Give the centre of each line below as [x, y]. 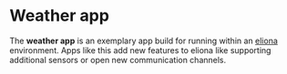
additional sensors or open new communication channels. [118, 60]
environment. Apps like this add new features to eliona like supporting [140, 50]
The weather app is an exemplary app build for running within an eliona [143, 41]
